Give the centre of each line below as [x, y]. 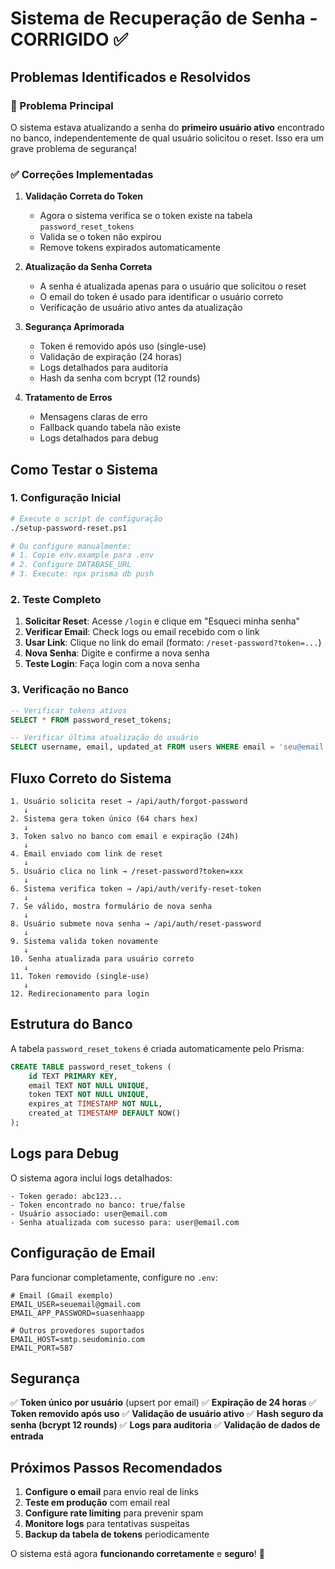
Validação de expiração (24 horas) [111, 357]
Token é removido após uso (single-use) [123, 346]
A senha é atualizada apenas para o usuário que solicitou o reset [173, 286]
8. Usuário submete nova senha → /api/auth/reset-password [136, 924]
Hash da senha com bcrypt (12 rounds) [120, 378]
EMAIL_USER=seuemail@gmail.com [75, 1304]
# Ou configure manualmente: [71, 546]
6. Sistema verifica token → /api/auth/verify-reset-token [136, 889]
